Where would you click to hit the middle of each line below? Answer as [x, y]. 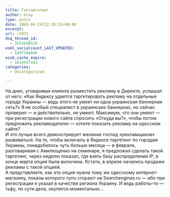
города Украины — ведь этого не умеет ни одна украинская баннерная [84, 102]
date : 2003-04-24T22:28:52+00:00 [41, 24]
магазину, [16, 178]
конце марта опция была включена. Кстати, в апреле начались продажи [85, 161]
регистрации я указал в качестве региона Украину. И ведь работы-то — [85, 183]
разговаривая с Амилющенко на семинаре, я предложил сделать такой [84, 151]
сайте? [13, 129]
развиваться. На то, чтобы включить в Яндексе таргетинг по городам [82, 140]
